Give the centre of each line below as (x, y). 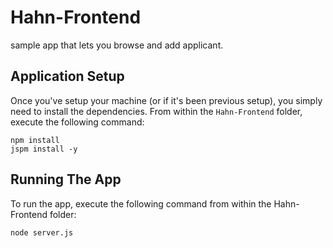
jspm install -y (44, 149)
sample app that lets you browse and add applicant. (117, 45)
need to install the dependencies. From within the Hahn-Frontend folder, (156, 111)
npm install (35, 140)
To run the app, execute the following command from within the (141, 203)
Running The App (66, 179)
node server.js (42, 232)
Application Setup (67, 76)
